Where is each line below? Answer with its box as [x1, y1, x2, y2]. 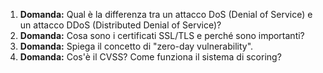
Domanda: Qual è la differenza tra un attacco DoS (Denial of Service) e [19, 9, 313, 20]
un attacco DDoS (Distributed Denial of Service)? [19, 19, 222, 31]
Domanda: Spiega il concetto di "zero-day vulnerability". [19, 40, 254, 52]
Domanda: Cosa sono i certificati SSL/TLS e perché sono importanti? [19, 30, 305, 41]
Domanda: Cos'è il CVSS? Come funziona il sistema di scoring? [19, 51, 282, 63]
